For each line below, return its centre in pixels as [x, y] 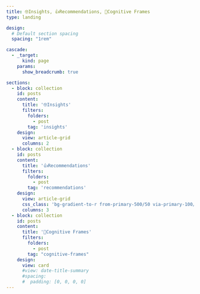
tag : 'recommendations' [57, 188]
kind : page [35, 61]
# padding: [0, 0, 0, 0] [54, 282]
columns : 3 [35, 210]
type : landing [24, 17]
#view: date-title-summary [55, 271]
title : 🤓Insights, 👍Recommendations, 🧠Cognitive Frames [78, 12]
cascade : [17, 50]
